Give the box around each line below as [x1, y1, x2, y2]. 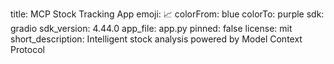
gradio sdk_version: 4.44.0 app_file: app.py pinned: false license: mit [10, 23, 293, 34]
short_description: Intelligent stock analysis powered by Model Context [10, 33, 303, 45]
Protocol [10, 44, 45, 55]
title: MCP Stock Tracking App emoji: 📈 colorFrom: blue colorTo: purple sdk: [10, 8, 325, 20]
